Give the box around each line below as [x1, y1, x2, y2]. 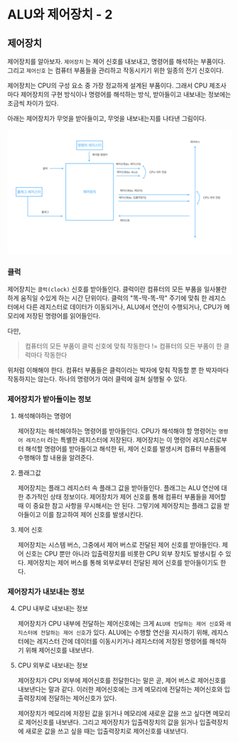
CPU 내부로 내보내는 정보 [17, 604, 89, 613]
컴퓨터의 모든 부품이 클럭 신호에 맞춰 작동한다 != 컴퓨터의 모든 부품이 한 [24, 341, 222, 350]
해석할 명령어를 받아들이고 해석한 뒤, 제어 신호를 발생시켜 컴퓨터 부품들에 [25, 445, 227, 453]
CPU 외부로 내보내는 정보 [17, 661, 89, 669]
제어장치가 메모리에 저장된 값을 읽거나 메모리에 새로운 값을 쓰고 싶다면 [17, 709, 212, 718]
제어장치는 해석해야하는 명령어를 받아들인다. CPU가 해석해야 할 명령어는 [17, 427, 217, 435]
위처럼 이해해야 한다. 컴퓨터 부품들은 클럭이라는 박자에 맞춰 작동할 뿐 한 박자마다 [7, 366, 229, 374]
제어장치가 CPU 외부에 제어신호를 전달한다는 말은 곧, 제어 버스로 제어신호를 [17, 677, 227, 685]
